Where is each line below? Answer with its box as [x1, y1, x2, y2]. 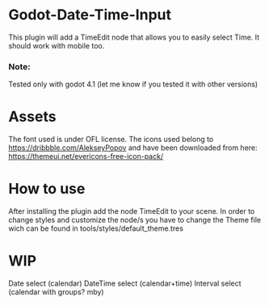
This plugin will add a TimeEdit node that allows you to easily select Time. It [8, 32, 260, 42]
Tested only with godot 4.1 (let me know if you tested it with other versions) [8, 79, 258, 90]
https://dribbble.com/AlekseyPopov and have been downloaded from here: [8, 143, 258, 152]
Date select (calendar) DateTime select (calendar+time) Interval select [8, 278, 242, 288]
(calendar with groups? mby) [8, 287, 104, 297]
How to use [8, 180, 86, 198]
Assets [8, 107, 57, 126]
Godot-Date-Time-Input [8, 6, 172, 24]
